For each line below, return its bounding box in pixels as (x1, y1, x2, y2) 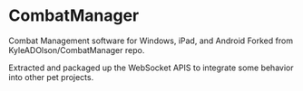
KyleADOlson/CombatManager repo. (8, 44, 145, 55)
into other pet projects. (8, 71, 94, 82)
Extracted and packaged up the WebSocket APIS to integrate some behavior (8, 62, 294, 73)
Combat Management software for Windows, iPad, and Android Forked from (8, 35, 294, 46)
